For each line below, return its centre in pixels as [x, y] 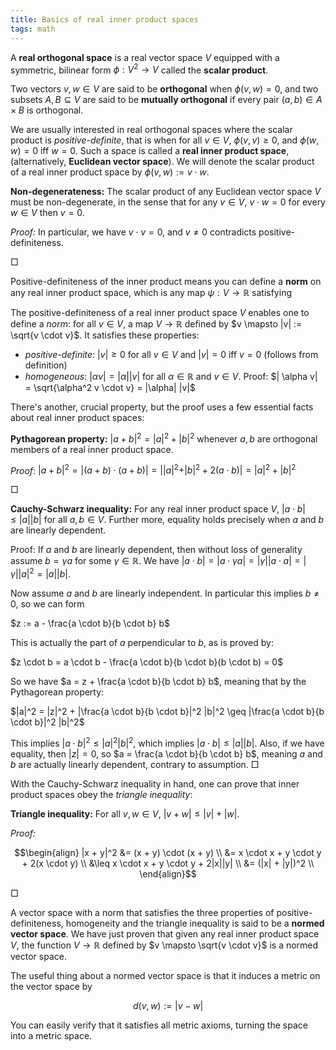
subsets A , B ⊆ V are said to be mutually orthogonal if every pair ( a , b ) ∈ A [166, 100]
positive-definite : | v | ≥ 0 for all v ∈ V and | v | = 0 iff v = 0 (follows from [171, 355]
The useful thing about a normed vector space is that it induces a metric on [165, 975]
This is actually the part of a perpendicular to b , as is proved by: [142, 643]
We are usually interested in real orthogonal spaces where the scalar [151, 130]
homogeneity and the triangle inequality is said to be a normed [195, 923]
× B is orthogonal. [47, 110]
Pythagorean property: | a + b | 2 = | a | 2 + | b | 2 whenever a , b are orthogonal [164, 438]
